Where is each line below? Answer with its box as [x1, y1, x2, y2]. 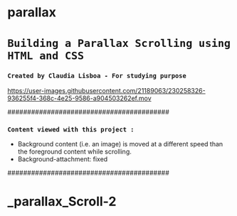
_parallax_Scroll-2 [7, 193, 117, 210]
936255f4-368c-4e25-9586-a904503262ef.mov [7, 94, 152, 102]
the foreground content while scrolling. [17, 147, 132, 156]
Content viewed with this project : [7, 125, 135, 134]
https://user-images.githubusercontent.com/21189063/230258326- [7, 86, 206, 94]
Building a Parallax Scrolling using [7, 37, 231, 50]
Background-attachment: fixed [17, 154, 108, 163]
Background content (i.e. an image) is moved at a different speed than [17, 139, 223, 148]
